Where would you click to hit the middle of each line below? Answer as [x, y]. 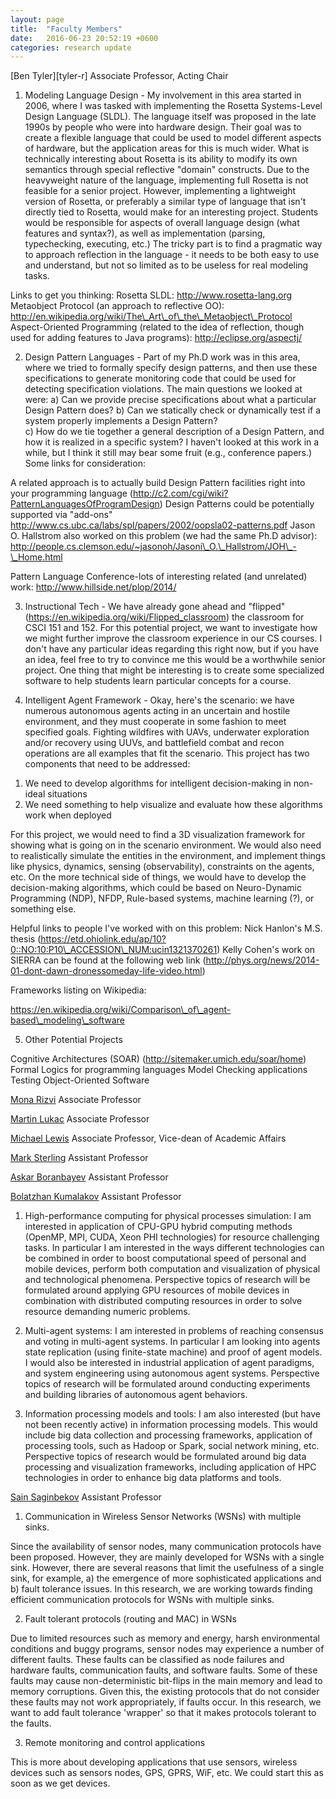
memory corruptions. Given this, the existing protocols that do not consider [165, 1692]
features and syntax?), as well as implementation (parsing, [145, 233]
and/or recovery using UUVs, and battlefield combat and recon [154, 743]
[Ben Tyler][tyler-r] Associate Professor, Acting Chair [119, 76]
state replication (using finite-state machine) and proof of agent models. [173, 1352]
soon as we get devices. [60, 1783]
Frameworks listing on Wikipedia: [78, 990]
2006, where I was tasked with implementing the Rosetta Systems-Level [173, 106]
